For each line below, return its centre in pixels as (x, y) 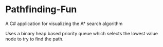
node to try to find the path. (34, 39)
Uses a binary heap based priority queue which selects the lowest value (82, 33)
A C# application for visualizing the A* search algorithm (64, 24)
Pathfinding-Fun (41, 9)
